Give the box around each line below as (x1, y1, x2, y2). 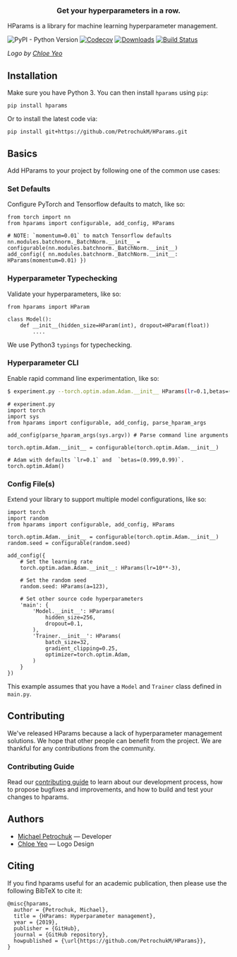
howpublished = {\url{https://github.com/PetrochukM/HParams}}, (13, 937, 207, 944)
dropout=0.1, (44, 620, 83, 627)
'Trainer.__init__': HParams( (32, 632, 121, 639)
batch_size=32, (44, 638, 90, 646)
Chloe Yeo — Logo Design (17, 839, 95, 848)
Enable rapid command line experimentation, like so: (7, 374, 159, 382)
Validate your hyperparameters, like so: (7, 290, 121, 298)
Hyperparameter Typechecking (7, 273, 118, 283)
